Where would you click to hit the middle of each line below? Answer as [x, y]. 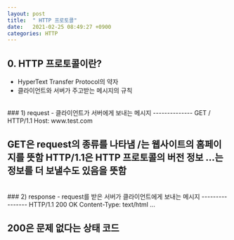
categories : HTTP [33, 33]
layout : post [26, 14]
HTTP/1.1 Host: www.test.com [50, 121]
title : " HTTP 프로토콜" [42, 20]
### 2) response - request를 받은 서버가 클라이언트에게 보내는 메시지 [104, 196]
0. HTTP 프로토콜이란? [54, 64]
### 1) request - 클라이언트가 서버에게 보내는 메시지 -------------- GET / [109, 113]
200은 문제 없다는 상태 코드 [63, 228]
